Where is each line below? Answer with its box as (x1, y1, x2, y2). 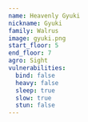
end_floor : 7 (8, 49, 52, 57)
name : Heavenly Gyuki (8, 11, 81, 20)
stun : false (15, 101, 56, 109)
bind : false (15, 71, 56, 79)
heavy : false (15, 79, 59, 87)
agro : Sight (8, 57, 48, 65)
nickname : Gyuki (8, 19, 62, 27)
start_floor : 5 (8, 42, 59, 50)
